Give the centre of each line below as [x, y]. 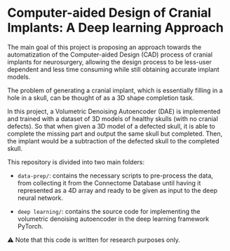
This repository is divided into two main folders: [76, 162]
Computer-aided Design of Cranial [109, 13]
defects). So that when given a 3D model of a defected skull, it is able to [111, 126]
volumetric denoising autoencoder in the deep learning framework [113, 219]
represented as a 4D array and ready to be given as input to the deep [117, 190]
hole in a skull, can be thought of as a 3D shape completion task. [101, 98]
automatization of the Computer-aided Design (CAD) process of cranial [110, 55]
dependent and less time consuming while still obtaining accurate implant [113, 69]
